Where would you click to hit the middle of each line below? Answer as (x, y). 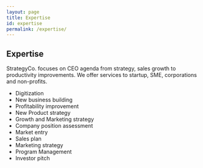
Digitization (29, 93)
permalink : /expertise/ (37, 29)
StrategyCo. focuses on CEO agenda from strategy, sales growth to (91, 68)
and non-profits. (27, 82)
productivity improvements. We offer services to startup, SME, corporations (102, 75)
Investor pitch (32, 158)
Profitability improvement (47, 106)
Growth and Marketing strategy (54, 119)
